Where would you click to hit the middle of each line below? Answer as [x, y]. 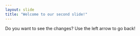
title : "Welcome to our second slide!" [46, 14]
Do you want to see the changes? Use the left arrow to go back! [70, 28]
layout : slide [20, 10]
